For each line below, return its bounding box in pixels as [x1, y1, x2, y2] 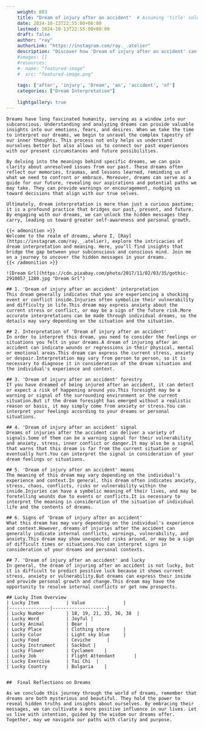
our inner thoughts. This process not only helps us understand [6, 137, 172, 143]
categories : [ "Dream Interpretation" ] [17, 88, 115, 94]
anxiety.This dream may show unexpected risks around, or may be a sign [6, 536, 194, 542]
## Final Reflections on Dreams [6, 679, 91, 685]
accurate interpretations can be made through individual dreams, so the [6, 312, 197, 319]
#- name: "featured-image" [17, 65, 86, 72]
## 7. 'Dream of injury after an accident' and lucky [6, 557, 146, 563]
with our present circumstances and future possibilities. [6, 148, 159, 154]
